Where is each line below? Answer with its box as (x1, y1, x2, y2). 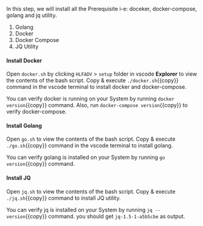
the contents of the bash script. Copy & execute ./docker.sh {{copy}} (6, 77, 179, 84)
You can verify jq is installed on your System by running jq (6, 206, 153, 213)
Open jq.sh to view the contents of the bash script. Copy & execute (6, 188, 176, 195)
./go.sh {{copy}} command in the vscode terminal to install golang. (6, 142, 173, 149)
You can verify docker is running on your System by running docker (6, 95, 174, 102)
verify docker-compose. (6, 108, 67, 115)
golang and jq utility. (6, 12, 57, 19)
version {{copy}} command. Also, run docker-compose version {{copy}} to (6, 102, 188, 109)
